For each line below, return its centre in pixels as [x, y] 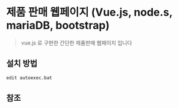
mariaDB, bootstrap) [58, 25]
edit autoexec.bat [29, 78]
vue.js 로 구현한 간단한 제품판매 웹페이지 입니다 [76, 43]
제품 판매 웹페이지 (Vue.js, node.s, [89, 12]
